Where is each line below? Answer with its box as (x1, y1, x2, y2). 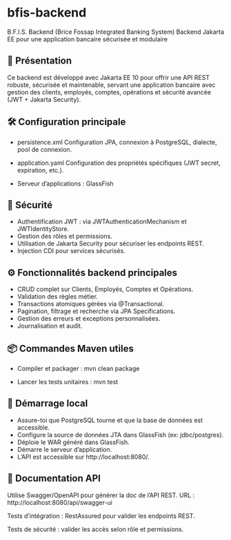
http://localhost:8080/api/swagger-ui (7, 498, 112, 506)
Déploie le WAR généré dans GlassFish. (17, 438, 130, 446)
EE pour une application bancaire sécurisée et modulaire (7, 34, 168, 43)
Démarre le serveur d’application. (17, 445, 112, 453)
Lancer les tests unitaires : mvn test (17, 378, 119, 386)
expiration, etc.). (17, 166, 64, 174)
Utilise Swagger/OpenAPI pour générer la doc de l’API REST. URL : (7, 491, 195, 499)
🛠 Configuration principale (7, 116, 126, 128)
